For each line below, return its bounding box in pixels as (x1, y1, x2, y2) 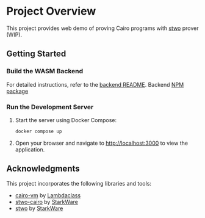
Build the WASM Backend (6, 67, 84, 76)
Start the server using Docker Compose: (15, 116, 117, 123)
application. (15, 145, 45, 153)
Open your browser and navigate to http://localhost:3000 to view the (15, 139, 188, 147)
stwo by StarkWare (15, 205, 63, 212)
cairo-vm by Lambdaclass (15, 191, 81, 199)
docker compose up (15, 128, 62, 134)
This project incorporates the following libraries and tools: (6, 180, 151, 187)
